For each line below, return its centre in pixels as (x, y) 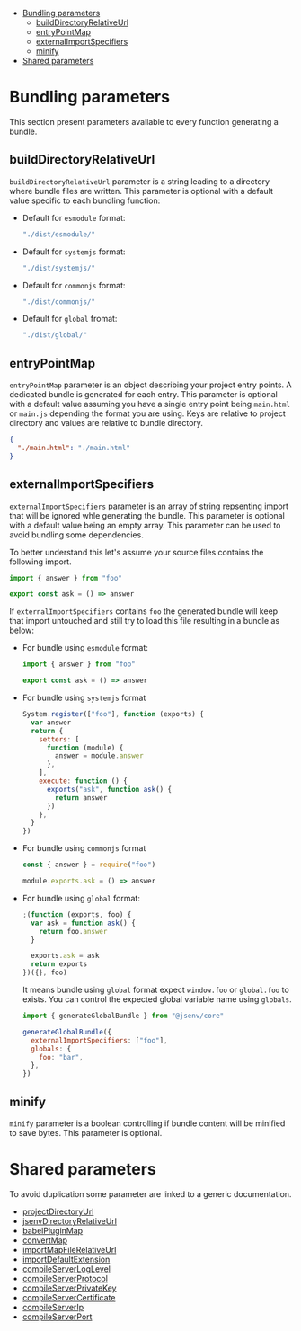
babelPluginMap (53, 1230)
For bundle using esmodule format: (85, 648)
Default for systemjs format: (74, 252)
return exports (59, 964)
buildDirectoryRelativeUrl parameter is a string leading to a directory (140, 181)
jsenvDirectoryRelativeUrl (69, 1220)
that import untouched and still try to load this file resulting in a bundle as (145, 621)
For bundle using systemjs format (84, 697)
